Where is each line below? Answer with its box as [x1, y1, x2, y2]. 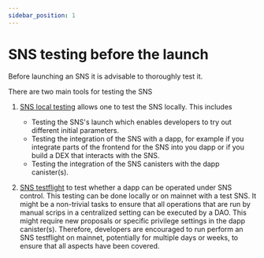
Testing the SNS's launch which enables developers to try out [31, 117, 232, 127]
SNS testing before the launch [8, 45, 209, 63]
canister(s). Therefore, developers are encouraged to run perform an [19, 224, 244, 234]
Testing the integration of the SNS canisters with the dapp [31, 159, 220, 168]
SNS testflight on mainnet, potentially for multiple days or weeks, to [19, 233, 239, 242]
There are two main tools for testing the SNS [8, 87, 153, 96]
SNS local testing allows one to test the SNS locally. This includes [19, 101, 232, 111]
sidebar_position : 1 [8, 11, 76, 20]
